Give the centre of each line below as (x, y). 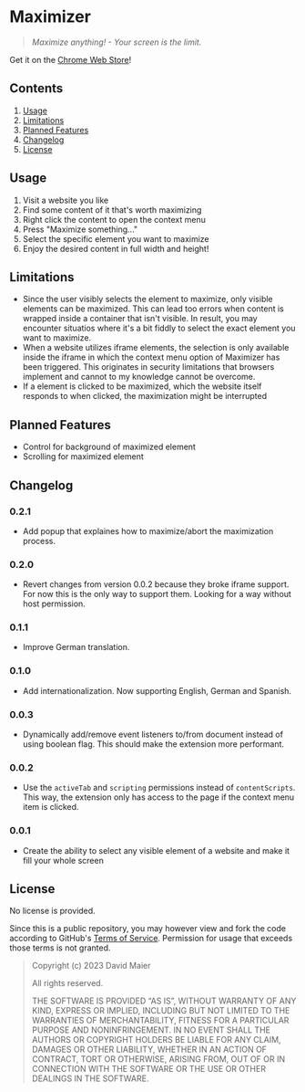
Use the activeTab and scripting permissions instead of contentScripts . (159, 788)
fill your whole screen (63, 860)
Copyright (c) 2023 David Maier (91, 966)
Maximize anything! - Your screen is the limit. (117, 42)
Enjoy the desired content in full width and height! (116, 248)
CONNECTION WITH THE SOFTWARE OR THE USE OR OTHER (149, 1069)
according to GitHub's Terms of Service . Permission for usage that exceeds (151, 939)
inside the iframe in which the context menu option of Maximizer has (151, 357)
